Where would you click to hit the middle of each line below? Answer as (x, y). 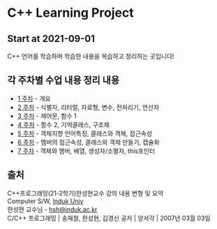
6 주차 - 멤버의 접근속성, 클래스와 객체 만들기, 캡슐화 (88, 142)
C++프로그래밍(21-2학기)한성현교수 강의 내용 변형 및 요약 (85, 193)
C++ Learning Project (70, 13)
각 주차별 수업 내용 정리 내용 (63, 81)
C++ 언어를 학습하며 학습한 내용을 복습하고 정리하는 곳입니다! (91, 56)
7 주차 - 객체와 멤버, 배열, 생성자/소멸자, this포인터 (86, 151)
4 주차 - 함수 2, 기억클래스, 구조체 (63, 124)
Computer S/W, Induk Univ (45, 201)
